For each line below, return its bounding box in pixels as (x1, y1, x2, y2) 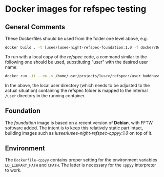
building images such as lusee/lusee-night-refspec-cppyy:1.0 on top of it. (5, 130, 153, 136)
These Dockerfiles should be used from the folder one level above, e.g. (5, 35, 148, 41)
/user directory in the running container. (5, 92, 86, 98)
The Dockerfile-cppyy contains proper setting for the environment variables (5, 157, 158, 163)
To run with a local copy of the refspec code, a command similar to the (5, 53, 147, 59)
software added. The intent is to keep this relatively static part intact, (5, 125, 143, 131)
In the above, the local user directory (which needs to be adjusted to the (5, 82, 150, 88)
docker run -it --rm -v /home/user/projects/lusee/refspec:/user (5, 73, 141, 78)
